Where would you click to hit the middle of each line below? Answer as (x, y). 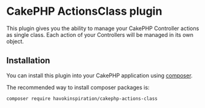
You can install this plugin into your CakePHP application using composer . (100, 75)
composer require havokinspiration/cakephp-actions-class (82, 98)
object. (15, 41)
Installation (28, 60)
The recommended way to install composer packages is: (78, 87)
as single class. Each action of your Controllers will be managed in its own (100, 34)
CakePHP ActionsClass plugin (84, 11)
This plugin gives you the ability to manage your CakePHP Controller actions (103, 28)
